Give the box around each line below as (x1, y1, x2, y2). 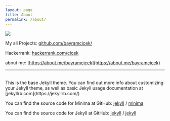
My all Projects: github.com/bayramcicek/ (5, 40, 93, 46)
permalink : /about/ (5, 17, 47, 22)
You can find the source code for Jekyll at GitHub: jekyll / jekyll (5, 110, 137, 116)
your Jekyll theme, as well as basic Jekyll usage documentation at (5, 85, 143, 91)
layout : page (5, 7, 33, 13)
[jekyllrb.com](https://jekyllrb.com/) (5, 91, 80, 97)
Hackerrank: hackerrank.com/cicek (5, 50, 79, 56)
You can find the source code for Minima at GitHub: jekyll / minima (5, 100, 144, 106)
